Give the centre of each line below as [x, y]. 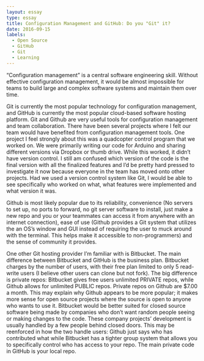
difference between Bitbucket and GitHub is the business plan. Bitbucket [98, 260]
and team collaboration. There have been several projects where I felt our [99, 125]
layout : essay [24, 12]
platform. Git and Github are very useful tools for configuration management [102, 119]
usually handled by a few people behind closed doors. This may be [91, 325]
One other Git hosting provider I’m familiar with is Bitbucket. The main [94, 253]
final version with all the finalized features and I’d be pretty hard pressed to [100, 165]
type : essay [21, 18]
